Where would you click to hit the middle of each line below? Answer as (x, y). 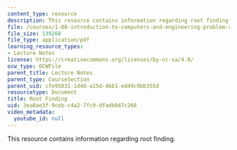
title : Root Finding (38, 99)
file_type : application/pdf (49, 40)
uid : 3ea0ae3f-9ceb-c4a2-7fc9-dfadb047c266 (72, 106)
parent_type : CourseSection (49, 79)
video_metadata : (31, 112)
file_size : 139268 (34, 33)
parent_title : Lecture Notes (50, 73)
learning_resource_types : (45, 46)
